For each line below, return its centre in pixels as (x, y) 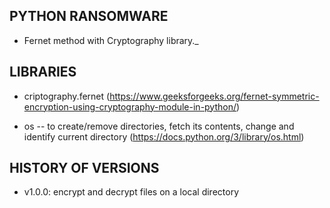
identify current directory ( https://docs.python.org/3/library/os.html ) (164, 136)
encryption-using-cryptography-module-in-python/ (130, 106)
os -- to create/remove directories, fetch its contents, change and (159, 126)
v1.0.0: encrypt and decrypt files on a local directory (131, 192)
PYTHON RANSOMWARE (89, 16)
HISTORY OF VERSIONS (84, 168)
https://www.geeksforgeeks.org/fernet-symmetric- (214, 96)
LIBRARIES (43, 72)
